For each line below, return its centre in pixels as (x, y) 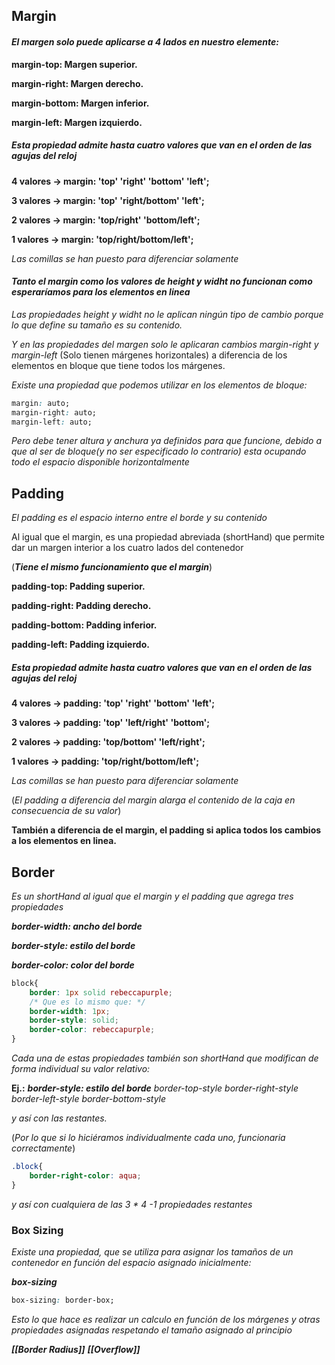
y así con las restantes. (59, 1118)
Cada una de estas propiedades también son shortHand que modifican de (165, 1058)
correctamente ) (43, 1148)
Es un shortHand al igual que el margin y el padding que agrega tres (152, 896)
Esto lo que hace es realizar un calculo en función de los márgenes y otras (166, 1319)
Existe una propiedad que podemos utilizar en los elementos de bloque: (159, 385)
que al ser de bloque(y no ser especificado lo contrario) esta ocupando (159, 451)
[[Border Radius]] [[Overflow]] (76, 1349)
